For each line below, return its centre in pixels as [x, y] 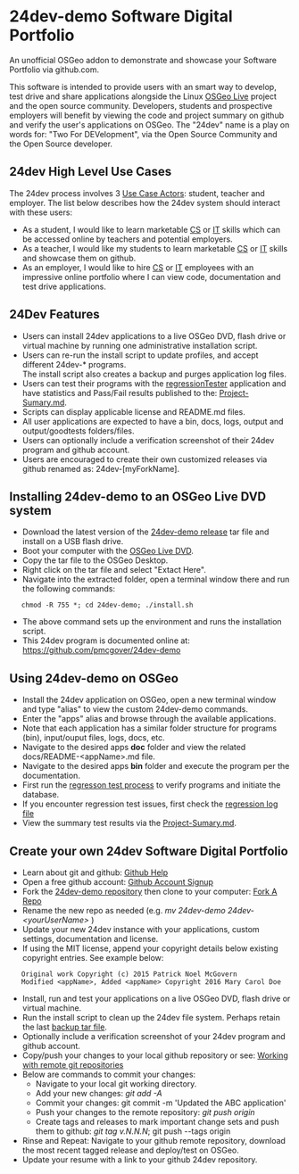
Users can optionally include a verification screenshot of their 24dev [148, 440]
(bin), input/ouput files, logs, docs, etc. [93, 738]
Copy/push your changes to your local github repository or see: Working [155, 1055]
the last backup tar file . [64, 1027]
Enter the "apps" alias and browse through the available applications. [149, 719]
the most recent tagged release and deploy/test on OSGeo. [130, 1150]
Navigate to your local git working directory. [116, 1084]
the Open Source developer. [61, 144]
